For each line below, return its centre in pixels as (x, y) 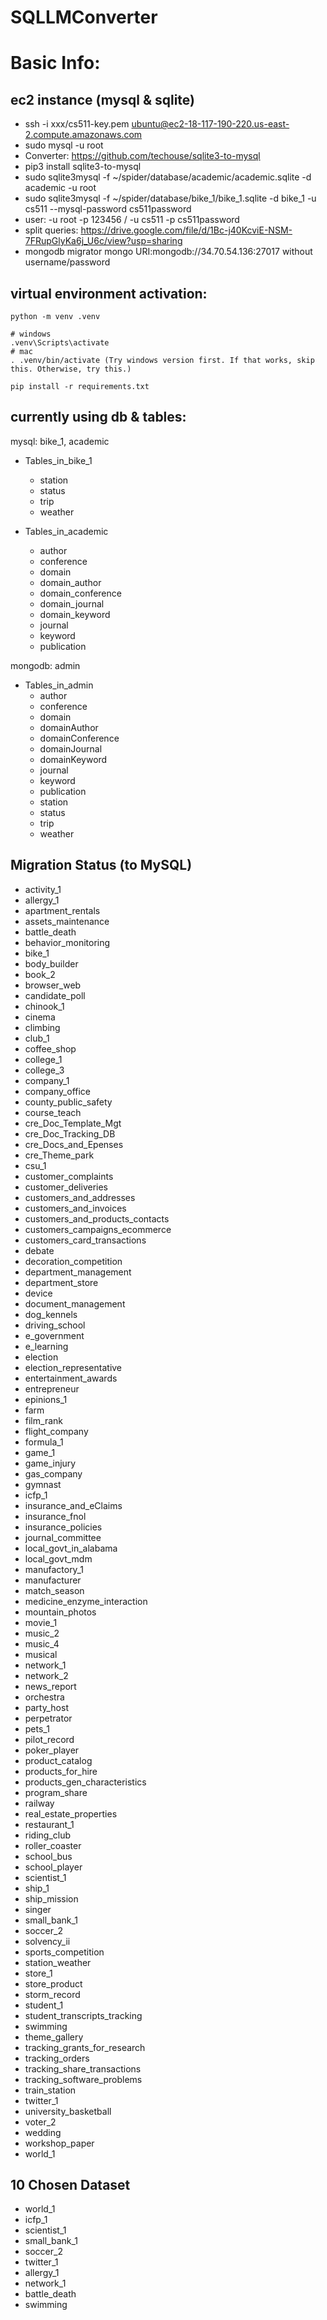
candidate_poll (55, 995)
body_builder (51, 963)
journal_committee (63, 1537)
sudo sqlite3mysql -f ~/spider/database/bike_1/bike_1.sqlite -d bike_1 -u (170, 198)
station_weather (58, 1962)
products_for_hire (61, 1771)
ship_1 (37, 1888)
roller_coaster (53, 1845)
